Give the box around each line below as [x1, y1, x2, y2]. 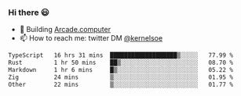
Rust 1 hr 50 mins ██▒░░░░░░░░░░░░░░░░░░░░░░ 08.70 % [8, 59, 234, 67]
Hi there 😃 [8, 7, 49, 18]
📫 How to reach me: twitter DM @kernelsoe [19, 34, 163, 43]
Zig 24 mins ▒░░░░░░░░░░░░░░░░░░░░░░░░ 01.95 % [8, 73, 234, 81]
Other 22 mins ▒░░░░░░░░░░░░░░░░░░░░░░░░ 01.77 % [8, 80, 234, 88]
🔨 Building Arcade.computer [19, 25, 111, 34]
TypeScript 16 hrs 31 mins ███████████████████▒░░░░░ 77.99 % [8, 52, 234, 59]
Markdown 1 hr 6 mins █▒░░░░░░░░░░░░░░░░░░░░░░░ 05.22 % [8, 66, 234, 74]
